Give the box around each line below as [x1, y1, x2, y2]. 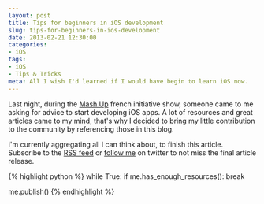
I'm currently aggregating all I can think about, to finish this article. [8, 139, 224, 149]
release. [8, 156, 35, 165]
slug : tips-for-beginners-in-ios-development [8, 26, 160, 34]
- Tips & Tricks [8, 70, 61, 78]
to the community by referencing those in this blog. [8, 124, 175, 134]
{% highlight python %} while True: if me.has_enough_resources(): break [8, 171, 245, 181]
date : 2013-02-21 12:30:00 [8, 33, 97, 42]
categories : [8, 41, 47, 49]
